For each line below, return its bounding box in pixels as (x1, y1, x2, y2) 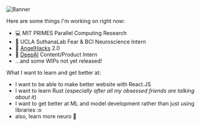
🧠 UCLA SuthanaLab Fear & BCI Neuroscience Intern (15, 38, 147, 45)
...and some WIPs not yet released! (15, 57, 102, 65)
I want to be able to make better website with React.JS (15, 81, 151, 87)
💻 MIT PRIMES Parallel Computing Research (15, 30, 127, 36)
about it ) (15, 93, 37, 101)
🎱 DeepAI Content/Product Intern (15, 51, 98, 58)
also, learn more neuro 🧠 (15, 113, 77, 120)
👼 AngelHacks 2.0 (15, 45, 61, 51)
